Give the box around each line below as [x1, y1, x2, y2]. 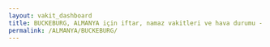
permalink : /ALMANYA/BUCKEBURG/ [8, 26, 118, 34]
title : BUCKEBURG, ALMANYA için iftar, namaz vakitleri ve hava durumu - [8, 19, 264, 27]
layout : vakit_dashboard [8, 11, 92, 20]
